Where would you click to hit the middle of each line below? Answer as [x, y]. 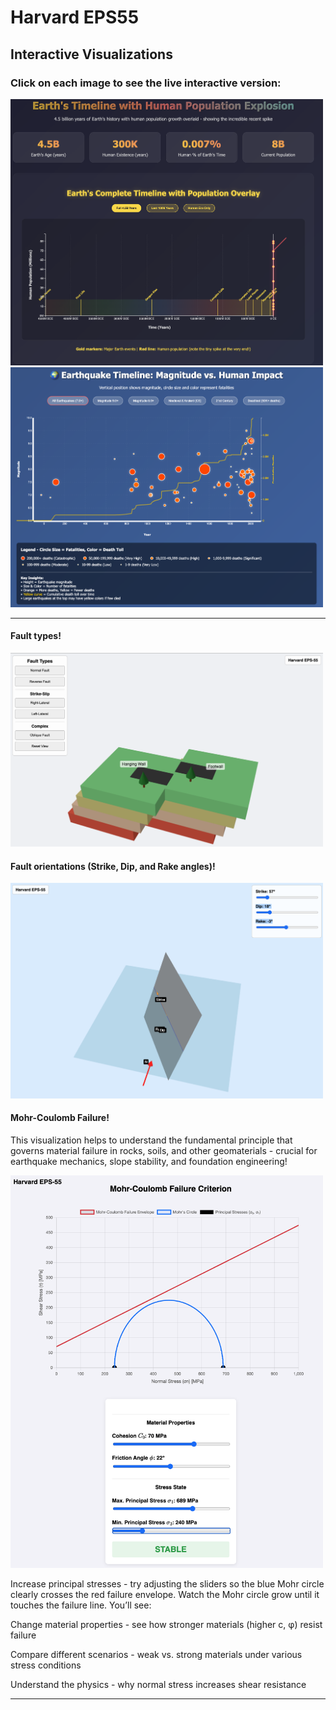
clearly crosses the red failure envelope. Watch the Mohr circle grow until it [165, 1595]
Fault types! [36, 636]
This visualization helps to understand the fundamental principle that [151, 1140]
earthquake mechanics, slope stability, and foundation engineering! [149, 1161]
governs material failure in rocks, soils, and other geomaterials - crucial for [164, 1150]
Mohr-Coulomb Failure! [60, 1118]
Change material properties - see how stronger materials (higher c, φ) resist [166, 1625]
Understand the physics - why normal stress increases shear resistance [158, 1685]
